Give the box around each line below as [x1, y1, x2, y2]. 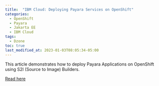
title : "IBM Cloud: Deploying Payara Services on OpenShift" [5, 7, 134, 12]
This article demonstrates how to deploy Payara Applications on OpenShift [5, 61, 154, 67]
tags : [5, 34, 16, 39]
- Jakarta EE [9, 25, 36, 30]
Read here [5, 76, 26, 82]
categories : [5, 12, 29, 17]
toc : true [5, 43, 25, 48]
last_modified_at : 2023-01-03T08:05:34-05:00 [5, 48, 99, 52]
